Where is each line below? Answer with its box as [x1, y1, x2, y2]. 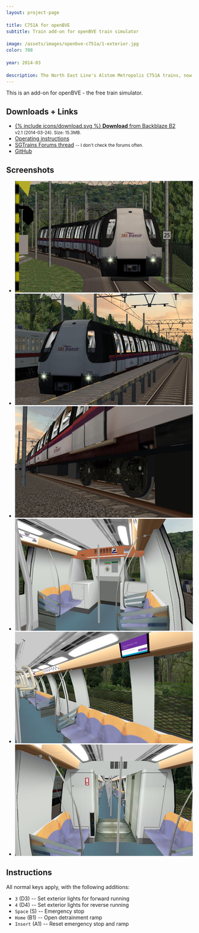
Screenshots [6, 165, 54, 175]
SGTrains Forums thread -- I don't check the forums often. [14, 142, 143, 149]
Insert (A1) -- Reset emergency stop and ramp [14, 920, 129, 927]
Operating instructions [14, 135, 70, 142]
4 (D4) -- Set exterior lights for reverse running [14, 901, 129, 908]
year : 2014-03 [6, 59, 41, 65]
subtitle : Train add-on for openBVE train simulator [6, 29, 139, 34]
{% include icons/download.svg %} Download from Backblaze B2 [14, 122, 176, 130]
